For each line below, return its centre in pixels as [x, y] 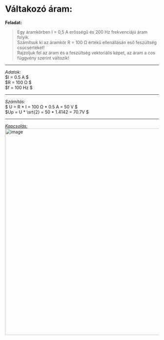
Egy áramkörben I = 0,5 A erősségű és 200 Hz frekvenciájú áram [82, 32]
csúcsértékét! [31, 47]
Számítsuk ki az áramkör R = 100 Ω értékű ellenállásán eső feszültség [87, 42]
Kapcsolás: [16, 126]
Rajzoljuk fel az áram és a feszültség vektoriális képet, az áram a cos [86, 53]
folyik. [23, 37]
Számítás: [15, 102]
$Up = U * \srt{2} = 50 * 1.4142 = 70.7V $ [47, 112]
